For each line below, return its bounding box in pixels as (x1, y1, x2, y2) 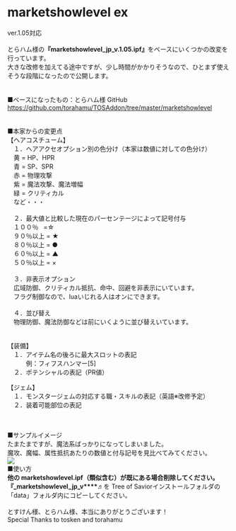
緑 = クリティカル (13, 188, 65, 197)
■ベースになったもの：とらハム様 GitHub (7, 95, 128, 103)
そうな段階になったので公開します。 (7, 72, 112, 80)
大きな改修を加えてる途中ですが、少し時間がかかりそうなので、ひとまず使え (7, 62, 230, 71)
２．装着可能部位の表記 (13, 401, 82, 409)
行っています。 (7, 54, 50, 62)
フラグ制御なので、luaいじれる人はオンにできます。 (13, 292, 164, 301)
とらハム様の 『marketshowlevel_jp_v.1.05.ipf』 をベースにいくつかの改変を (7, 45, 228, 53)
